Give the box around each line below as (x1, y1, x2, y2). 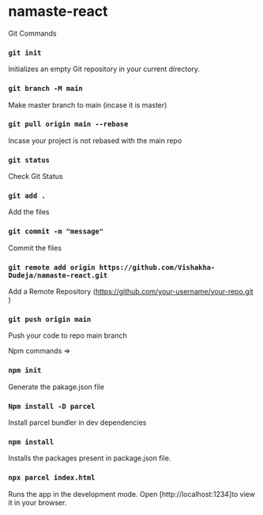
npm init (8, 366, 42, 375)
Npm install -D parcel (8, 402, 96, 411)
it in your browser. (8, 498, 67, 507)
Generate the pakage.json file (8, 382, 105, 392)
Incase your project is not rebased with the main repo (8, 135, 182, 145)
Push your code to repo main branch (8, 331, 128, 340)
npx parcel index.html (8, 473, 96, 483)
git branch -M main (8, 84, 83, 93)
